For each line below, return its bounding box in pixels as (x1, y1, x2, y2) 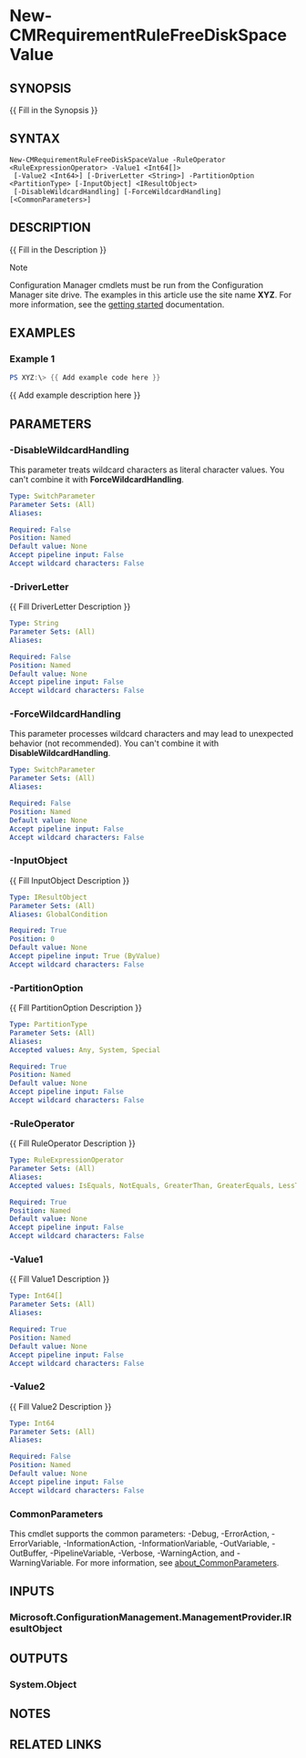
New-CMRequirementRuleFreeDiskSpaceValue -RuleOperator (9, 155, 226, 164)
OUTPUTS (9, 1650, 68, 1666)
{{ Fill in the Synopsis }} (9, 105, 98, 115)
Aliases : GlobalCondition (9, 909, 107, 919)
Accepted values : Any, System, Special (9, 1045, 161, 1054)
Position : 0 (9, 935, 55, 944)
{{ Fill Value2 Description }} (9, 1401, 112, 1412)
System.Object (9, 1678, 77, 1691)
